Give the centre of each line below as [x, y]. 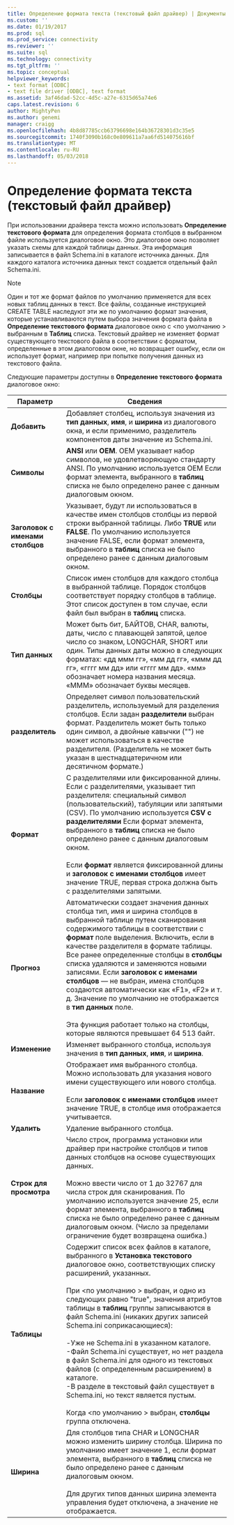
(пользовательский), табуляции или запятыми [144, 804]
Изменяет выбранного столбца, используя [138, 1044]
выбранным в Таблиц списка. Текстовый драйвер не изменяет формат [114, 333]
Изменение [31, 1049]
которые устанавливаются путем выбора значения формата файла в [110, 319]
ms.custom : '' [28, 20]
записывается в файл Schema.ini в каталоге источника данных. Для [108, 255]
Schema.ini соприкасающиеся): [119, 1325]
